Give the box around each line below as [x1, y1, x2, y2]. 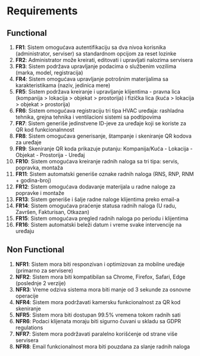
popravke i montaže [15, 190, 65, 196]
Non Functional [7, 244, 65, 255]
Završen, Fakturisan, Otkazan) [15, 209, 90, 215]
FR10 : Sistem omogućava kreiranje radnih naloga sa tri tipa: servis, [15, 158, 179, 165]
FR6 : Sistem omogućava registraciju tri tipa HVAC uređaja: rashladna [15, 107, 184, 114]
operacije [15, 292, 39, 299]
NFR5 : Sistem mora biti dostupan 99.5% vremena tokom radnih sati [15, 311, 181, 318]
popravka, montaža [15, 164, 63, 171]
